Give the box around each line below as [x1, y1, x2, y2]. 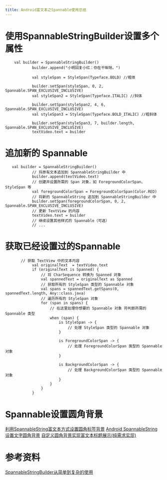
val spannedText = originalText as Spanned [40, 277, 133, 282]
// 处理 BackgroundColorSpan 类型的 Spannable [67, 367, 163, 373]
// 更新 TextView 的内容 [31, 208, 80, 213]
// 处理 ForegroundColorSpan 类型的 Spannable [67, 344, 163, 349]
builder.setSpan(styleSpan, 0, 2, [31, 84, 104, 89]
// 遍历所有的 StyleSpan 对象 [40, 296, 99, 301]
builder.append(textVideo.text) [31, 174, 99, 179]
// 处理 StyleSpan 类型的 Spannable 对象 [67, 325, 150, 330]
